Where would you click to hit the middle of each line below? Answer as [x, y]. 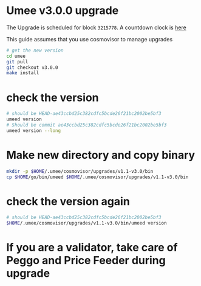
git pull [17, 61]
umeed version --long [34, 131]
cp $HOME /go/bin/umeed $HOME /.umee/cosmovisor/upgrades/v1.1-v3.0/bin [97, 177]
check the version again [68, 201]
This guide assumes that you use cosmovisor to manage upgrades [90, 39]
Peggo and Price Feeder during [86, 261]
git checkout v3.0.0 [32, 68]
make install [23, 73]
